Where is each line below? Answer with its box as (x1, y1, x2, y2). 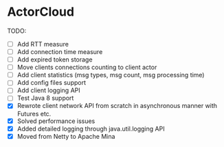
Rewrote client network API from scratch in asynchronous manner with (16, 102, 218, 110)
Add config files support (16, 79, 87, 87)
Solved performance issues (16, 117, 96, 125)
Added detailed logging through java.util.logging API (16, 124, 165, 133)
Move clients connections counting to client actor (16, 63, 157, 72)
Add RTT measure (16, 40, 69, 48)
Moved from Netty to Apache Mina (16, 132, 115, 140)
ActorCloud (7, 4, 74, 20)
